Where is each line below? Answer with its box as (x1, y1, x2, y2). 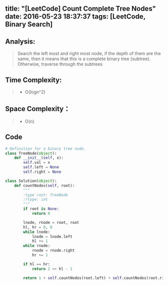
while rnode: (23, 243, 50, 248)
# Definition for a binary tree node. (5, 146, 86, 151)
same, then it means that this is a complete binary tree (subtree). (17, 56, 151, 62)
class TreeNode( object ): (5, 151, 57, 156)
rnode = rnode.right (31, 248, 75, 253)
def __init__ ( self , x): (14, 155, 64, 160)
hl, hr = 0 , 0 (23, 224, 52, 230)
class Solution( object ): (5, 178, 57, 183)
